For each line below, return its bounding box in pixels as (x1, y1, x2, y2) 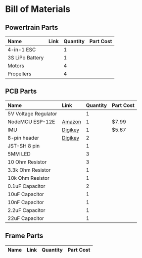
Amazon (61, 118, 82, 125)
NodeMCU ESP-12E (7, 118, 55, 125)
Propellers (7, 70, 32, 77)
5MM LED (7, 150, 31, 157)
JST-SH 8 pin (7, 142, 40, 149)
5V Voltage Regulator (7, 110, 57, 117)
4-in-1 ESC (7, 46, 36, 53)
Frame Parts (5, 232, 44, 240)
